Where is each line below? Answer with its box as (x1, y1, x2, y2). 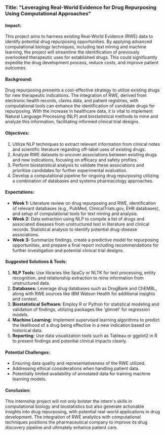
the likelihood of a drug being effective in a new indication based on (12, 322, 151, 328)
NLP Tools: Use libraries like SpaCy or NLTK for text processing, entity (12, 269, 156, 275)
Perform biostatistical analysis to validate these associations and (12, 162, 144, 168)
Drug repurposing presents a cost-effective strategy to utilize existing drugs (5, 87, 160, 93)
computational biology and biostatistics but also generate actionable (5, 403, 144, 409)
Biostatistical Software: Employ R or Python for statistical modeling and (12, 301, 160, 307)
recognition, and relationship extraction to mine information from (12, 275, 144, 281)
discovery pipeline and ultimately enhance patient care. (5, 425, 118, 431)
